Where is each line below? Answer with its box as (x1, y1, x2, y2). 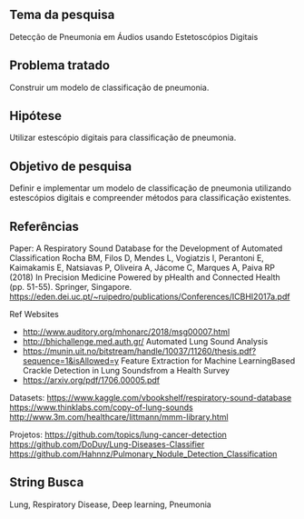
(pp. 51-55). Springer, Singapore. (9, 282, 132, 293)
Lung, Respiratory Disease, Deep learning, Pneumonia (9, 499, 211, 510)
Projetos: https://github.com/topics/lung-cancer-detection (9, 429, 227, 440)
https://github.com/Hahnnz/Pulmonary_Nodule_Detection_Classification (9, 449, 278, 460)
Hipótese (9, 108, 62, 124)
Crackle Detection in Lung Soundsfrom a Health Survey (22, 365, 230, 376)
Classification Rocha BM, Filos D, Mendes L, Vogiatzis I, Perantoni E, (9, 253, 265, 264)
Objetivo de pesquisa (9, 158, 132, 174)
